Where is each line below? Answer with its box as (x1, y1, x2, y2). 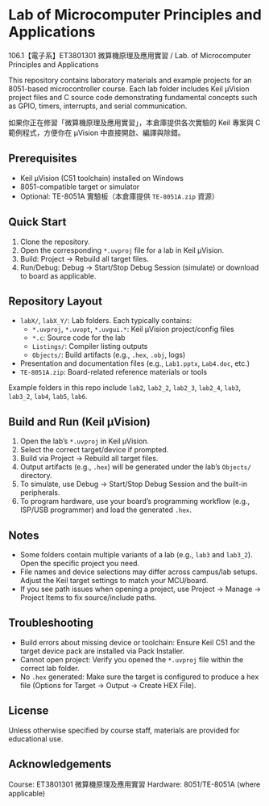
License (8, 704, 49, 718)
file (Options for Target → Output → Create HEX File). (19, 680, 197, 690)
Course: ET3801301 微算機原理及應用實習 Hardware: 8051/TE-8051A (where (8, 779, 261, 789)
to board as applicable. (19, 271, 97, 280)
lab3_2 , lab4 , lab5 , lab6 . (8, 392, 88, 401)
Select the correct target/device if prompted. (19, 445, 169, 455)
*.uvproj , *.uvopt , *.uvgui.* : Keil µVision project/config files (31, 325, 235, 334)
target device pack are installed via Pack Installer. (19, 646, 185, 656)
